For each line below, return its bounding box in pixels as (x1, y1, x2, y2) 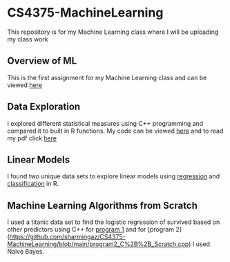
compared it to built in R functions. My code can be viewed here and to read (7, 127, 224, 135)
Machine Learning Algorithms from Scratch (7, 199, 198, 212)
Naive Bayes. (7, 247, 45, 256)
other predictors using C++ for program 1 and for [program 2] (7, 225, 182, 234)
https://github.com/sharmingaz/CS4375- (9, 233, 126, 241)
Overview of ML (7, 55, 77, 67)
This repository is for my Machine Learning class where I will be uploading (7, 28, 219, 36)
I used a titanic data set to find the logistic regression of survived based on (7, 218, 220, 226)
